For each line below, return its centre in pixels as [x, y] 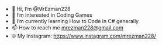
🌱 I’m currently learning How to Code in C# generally [75, 21]
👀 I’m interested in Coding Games [52, 15]
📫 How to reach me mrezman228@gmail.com [68, 28]
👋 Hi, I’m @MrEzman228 [41, 9]
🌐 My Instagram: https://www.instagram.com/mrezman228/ [84, 36]
